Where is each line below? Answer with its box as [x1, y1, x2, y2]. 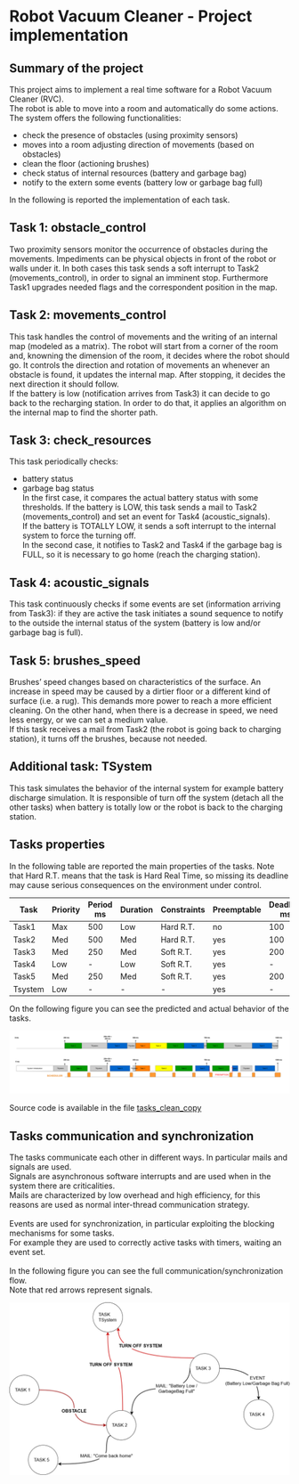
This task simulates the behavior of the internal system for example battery [9, 782, 284, 794]
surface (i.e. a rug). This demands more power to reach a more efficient [9, 696, 272, 706]
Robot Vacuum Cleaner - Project [9, 6, 253, 27]
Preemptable [212, 904, 262, 915]
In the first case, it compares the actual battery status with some [21, 493, 259, 503]
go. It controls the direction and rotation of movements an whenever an [9, 359, 271, 371]
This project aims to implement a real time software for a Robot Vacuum [9, 85, 272, 94]
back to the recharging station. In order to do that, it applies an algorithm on [9, 397, 287, 408]
